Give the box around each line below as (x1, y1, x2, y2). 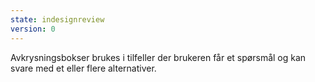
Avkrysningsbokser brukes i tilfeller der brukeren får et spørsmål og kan (10, 51, 307, 63)
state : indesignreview (10, 14, 105, 25)
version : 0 (10, 24, 56, 34)
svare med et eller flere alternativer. (10, 62, 157, 74)
